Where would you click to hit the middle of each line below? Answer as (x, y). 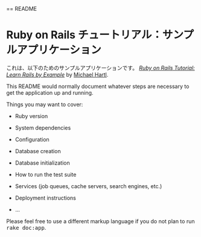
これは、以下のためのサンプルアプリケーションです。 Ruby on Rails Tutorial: (101, 68)
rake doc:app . (26, 227)
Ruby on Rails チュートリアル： (85, 35)
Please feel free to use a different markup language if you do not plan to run (101, 221)
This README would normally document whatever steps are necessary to (98, 86)
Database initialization (43, 163)
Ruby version (31, 116)
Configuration (32, 139)
